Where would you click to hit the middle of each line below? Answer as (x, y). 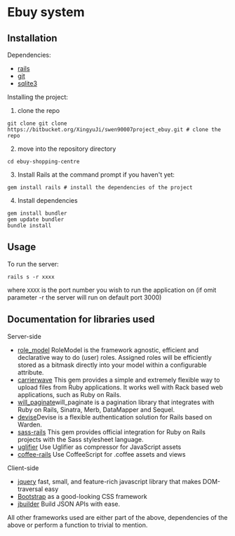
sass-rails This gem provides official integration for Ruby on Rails (111, 431)
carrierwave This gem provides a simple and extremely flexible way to (119, 380)
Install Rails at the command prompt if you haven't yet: (96, 175)
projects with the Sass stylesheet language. (80, 439)
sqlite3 (27, 83)
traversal (30, 489)
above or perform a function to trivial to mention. (78, 525)
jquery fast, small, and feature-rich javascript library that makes (109, 481)
